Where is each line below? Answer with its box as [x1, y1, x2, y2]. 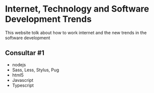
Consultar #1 [5, 49, 45, 57]
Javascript [12, 77, 34, 83]
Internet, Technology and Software [5, 3, 150, 15]
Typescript [12, 82, 34, 88]
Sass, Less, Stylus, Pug [12, 67, 59, 73]
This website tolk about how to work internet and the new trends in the [5, 30, 147, 35]
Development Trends [5, 14, 92, 25]
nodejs [12, 62, 26, 67]
